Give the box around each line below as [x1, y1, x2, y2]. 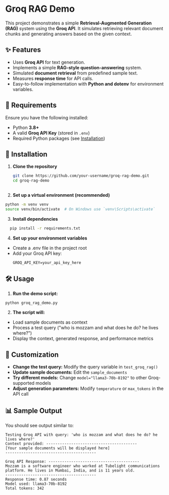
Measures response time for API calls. [12, 75, 93, 82]
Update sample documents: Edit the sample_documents [12, 369, 127, 375]
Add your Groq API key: [12, 250, 62, 256]
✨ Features [5, 45, 41, 54]
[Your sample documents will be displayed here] [5, 446, 110, 451]
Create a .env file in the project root [12, 245, 87, 251]
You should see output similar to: [5, 423, 74, 429]
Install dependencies [12, 216, 58, 222]
